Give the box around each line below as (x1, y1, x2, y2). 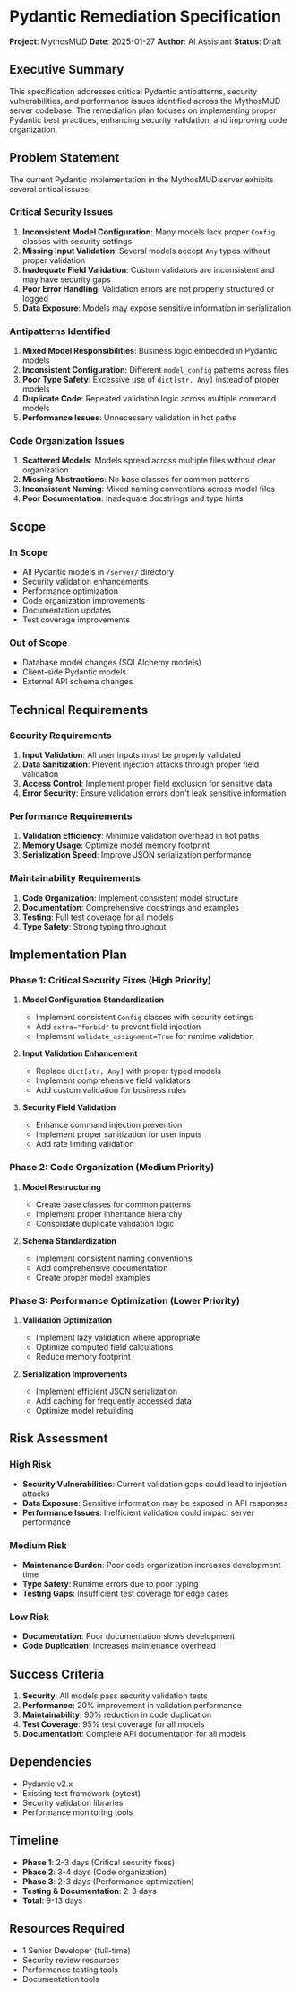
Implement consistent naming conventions (35, 1253, 193, 1264)
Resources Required (9, 1921, 125, 1936)
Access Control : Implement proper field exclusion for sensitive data (21, 779, 273, 789)
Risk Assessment (9, 1431, 108, 1447)
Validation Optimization (21, 1315, 113, 1326)
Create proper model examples (35, 1272, 150, 1282)
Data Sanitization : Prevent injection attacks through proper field (21, 759, 260, 770)
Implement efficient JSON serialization (35, 1386, 178, 1397)
